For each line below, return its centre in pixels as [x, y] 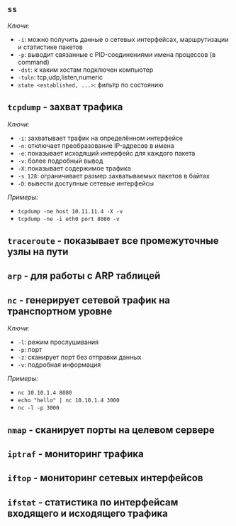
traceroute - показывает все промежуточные [113, 241]
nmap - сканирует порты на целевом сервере [111, 430]
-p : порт [30, 350]
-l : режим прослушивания [58, 342]
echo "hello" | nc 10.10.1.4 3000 [68, 401]
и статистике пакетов [50, 47]
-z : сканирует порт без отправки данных [79, 358]
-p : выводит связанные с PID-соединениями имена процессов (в [117, 54]
